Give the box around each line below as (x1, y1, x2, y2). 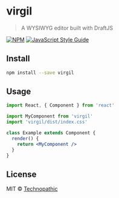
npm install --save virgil (6, 70, 74, 76)
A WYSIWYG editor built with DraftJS (21, 24, 114, 31)
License (6, 169, 37, 179)
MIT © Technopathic (6, 185, 58, 193)
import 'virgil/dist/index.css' (6, 119, 88, 125)
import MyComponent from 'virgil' (6, 113, 94, 119)
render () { (11, 135, 39, 142)
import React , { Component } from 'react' (6, 102, 115, 108)
